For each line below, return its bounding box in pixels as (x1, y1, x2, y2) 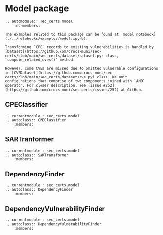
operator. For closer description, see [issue (5, 83, 102, 88)
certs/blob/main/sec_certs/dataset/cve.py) (5, 74, 95, 79)
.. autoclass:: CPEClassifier (5, 117, 67, 122)
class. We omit (97, 74, 128, 79)
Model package (5, 3, 69, 14)
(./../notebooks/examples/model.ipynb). (5, 36, 89, 41)
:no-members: (14, 23, 41, 28)
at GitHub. (121, 87, 143, 92)
